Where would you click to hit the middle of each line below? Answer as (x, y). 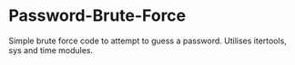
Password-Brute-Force (97, 16)
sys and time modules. (51, 50)
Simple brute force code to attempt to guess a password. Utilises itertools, (148, 41)
